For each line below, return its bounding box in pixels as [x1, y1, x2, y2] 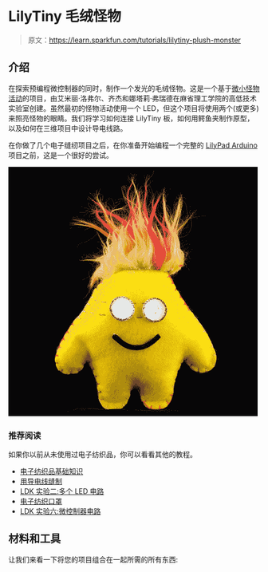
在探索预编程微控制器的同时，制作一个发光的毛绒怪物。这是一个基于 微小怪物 [8, 83, 260, 93]
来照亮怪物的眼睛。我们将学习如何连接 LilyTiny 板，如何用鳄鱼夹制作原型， [8, 113, 254, 123]
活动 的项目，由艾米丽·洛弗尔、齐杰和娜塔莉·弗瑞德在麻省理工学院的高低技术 [8, 93, 258, 103]
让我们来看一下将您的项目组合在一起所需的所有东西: [8, 554, 179, 564]
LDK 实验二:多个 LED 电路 [19, 487, 104, 496]
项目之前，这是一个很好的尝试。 [8, 150, 113, 160]
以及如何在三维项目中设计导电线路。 [8, 123, 128, 132]
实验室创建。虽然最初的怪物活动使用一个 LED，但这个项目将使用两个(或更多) [8, 103, 259, 112]
